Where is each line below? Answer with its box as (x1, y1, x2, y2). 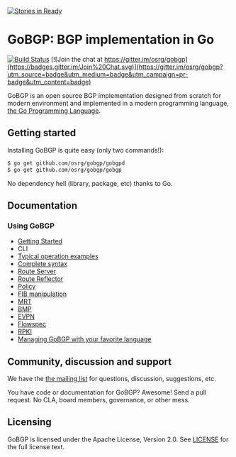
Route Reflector (17, 275, 64, 283)
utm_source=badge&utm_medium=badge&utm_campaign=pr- (7, 70, 189, 78)
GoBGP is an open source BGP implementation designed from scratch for (7, 91, 222, 99)
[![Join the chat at (50, 55, 103, 63)
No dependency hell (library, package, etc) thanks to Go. (7, 179, 173, 187)
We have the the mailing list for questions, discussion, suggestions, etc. (7, 375, 216, 382)
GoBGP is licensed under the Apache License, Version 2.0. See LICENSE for (7, 435, 229, 444)
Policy (17, 282, 36, 291)
